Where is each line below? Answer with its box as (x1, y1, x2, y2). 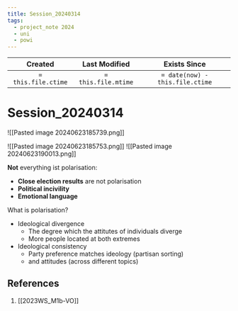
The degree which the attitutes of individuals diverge (28, 227, 183, 236)
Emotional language (17, 192, 78, 200)
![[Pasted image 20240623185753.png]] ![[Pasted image (7, 142, 172, 151)
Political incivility (17, 185, 69, 193)
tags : (7, 17, 23, 24)
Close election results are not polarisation (17, 177, 142, 186)
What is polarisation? (7, 206, 69, 215)
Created (26, 60, 55, 69)
